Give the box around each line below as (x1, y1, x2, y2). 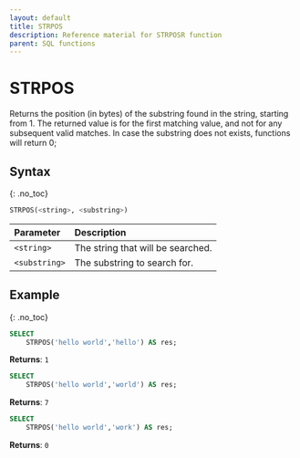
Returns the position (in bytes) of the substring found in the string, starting (9, 109, 289, 120)
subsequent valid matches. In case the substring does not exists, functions (9, 128, 291, 139)
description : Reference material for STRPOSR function (9, 30, 222, 39)
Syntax (9, 163, 51, 179)
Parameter (14, 225, 61, 238)
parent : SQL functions (9, 38, 96, 48)
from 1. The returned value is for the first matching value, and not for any (9, 118, 283, 129)
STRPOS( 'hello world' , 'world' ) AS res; (26, 380, 178, 390)
